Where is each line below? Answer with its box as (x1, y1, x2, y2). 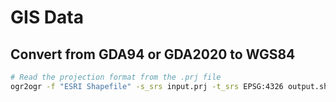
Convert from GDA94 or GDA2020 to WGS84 (10, 46, 296, 63)
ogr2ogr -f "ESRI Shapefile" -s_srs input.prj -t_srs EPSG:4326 (10, 81, 284, 91)
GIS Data (10, 6, 84, 29)
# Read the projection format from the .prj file (10, 72, 222, 82)
